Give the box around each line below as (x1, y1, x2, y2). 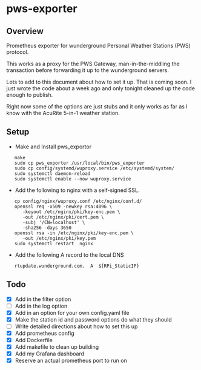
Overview (6, 26, 44, 36)
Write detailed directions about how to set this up (15, 323, 138, 330)
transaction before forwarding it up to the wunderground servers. (6, 67, 170, 74)
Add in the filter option (15, 296, 71, 303)
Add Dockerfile (15, 337, 53, 343)
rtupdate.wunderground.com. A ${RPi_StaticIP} (14, 263, 139, 269)
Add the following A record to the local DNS (15, 251, 124, 259)
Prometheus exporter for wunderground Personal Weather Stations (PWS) (6, 42, 191, 49)
